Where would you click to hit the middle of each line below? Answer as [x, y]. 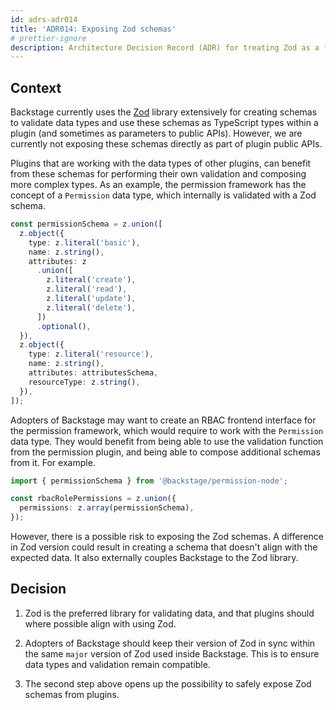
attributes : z [57, 261]
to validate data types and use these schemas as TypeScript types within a [164, 123]
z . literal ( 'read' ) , [87, 289]
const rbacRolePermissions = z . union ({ [93, 499]
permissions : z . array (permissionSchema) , [107, 508]
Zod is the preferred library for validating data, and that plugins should [169, 613]
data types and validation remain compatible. [117, 664]
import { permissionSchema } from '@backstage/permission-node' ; [149, 481]
